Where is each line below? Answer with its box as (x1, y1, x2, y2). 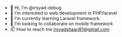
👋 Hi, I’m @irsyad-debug (10, 5, 62, 10)
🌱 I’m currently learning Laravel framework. (10, 15, 101, 21)
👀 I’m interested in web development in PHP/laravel (10, 10, 117, 16)
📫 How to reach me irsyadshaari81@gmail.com (10, 26, 110, 32)
